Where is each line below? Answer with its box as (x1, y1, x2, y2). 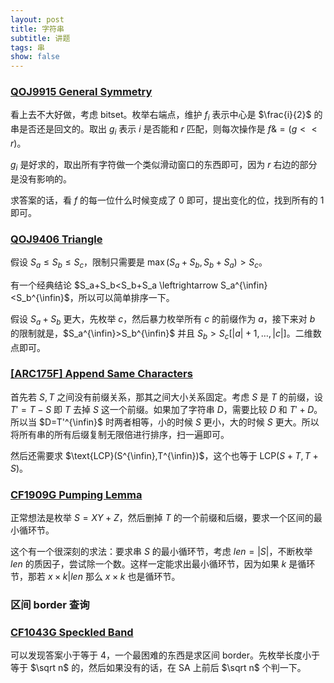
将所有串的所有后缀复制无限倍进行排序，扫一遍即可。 (10, 428, 230, 440)
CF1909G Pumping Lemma (10, 487, 143, 501)
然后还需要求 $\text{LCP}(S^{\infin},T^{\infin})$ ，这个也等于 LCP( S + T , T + (10, 449, 319, 461)
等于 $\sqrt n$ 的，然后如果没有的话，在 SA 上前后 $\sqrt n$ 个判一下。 (10, 662, 307, 674)
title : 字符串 (10, 24, 65, 34)
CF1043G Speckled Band (10, 625, 134, 639)
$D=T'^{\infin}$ (38, 416, 104, 428)
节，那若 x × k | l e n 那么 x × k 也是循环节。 (10, 571, 181, 583)
